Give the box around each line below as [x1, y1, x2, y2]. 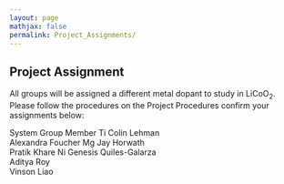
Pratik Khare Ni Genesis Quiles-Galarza [9, 147, 157, 158]
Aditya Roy [9, 156, 50, 167]
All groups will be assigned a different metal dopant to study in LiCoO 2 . [9, 88, 276, 101]
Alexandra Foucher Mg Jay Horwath [9, 137, 146, 148]
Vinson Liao [9, 166, 54, 177]
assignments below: [9, 109, 85, 120]
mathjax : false [9, 22, 67, 31]
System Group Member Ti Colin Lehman [9, 127, 160, 138]
